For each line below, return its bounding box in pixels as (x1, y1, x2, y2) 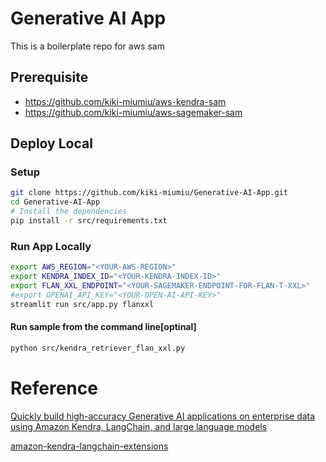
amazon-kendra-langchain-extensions (10, 440, 169, 452)
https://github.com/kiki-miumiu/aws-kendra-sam (24, 95, 227, 107)
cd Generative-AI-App (10, 197, 101, 207)
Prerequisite (10, 69, 89, 86)
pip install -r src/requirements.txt (10, 216, 168, 226)
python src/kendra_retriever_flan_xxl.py (10, 343, 186, 353)
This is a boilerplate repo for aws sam (10, 40, 165, 52)
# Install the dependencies (10, 207, 128, 217)
